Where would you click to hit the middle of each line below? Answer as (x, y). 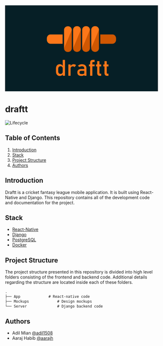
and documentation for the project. (40, 203)
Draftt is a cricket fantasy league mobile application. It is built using (72, 192)
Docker (19, 245)
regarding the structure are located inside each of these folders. (69, 282)
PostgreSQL (24, 240)
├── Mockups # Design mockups (49, 302)
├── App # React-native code (48, 297)
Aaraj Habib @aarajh (33, 338)
